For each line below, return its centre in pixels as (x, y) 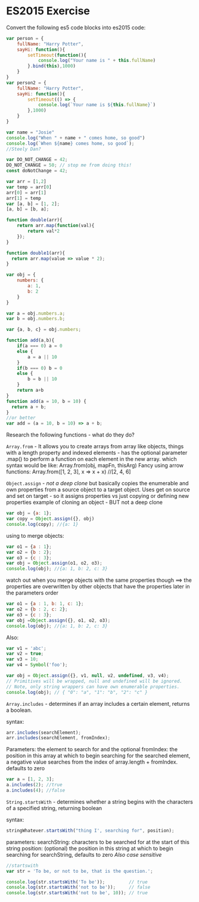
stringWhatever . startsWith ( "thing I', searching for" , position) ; (90, 830)
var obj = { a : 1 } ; (29, 513)
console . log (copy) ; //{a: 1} (42, 524)
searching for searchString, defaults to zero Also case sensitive (84, 854)
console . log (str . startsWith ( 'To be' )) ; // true (77, 882)
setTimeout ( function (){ (57, 55)
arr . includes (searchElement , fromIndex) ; (58, 738)
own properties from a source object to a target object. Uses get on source (98, 489)
